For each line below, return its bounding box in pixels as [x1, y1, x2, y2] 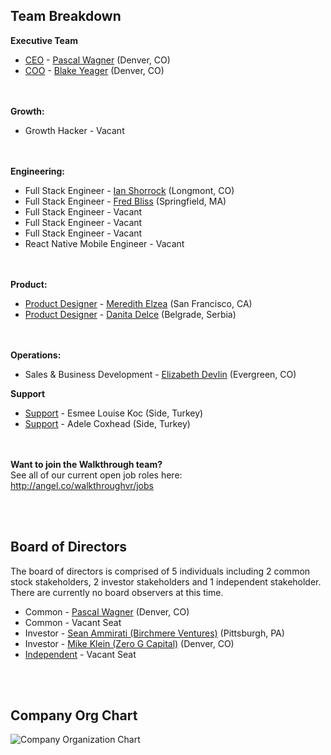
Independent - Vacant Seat [24, 648, 137, 660]
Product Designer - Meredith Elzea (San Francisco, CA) [24, 297, 253, 309]
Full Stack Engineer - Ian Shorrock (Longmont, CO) [24, 184, 235, 196]
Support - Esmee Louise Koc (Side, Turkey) [24, 407, 204, 419]
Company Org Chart [10, 707, 138, 724]
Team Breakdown [10, 8, 122, 25]
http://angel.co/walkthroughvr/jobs [10, 479, 154, 491]
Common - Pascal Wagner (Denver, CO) [24, 605, 190, 618]
